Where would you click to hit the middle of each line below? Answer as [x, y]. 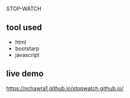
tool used [24, 27]
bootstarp [27, 48]
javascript [27, 55]
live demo [25, 74]
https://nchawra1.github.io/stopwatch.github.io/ [65, 88]
